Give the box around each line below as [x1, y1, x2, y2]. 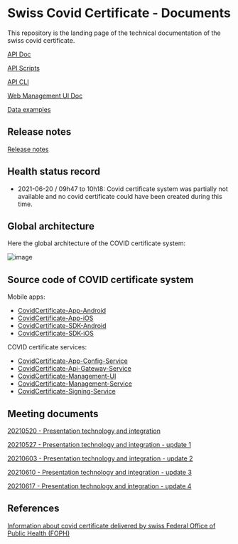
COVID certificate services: [7, 343, 87, 351]
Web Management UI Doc [7, 91, 83, 100]
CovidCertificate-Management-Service [17, 379, 133, 388]
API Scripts [7, 63, 40, 72]
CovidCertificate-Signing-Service [17, 387, 116, 396]
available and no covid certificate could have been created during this [17, 192, 222, 200]
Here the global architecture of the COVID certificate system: [7, 239, 186, 247]
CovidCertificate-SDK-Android [17, 322, 107, 330]
